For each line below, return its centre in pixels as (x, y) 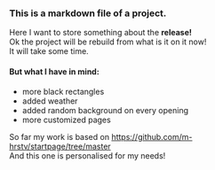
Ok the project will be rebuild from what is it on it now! (108, 42)
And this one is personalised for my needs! (88, 155)
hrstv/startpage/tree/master (60, 146)
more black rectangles (63, 91)
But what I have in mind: (54, 71)
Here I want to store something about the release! (101, 33)
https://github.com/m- (151, 136)
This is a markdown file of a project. (88, 13)
